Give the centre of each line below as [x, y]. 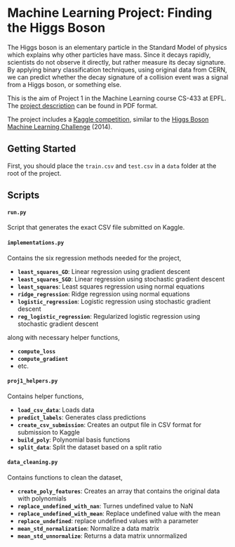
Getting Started [42, 149]
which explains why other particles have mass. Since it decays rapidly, [109, 55]
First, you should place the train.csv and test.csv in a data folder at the [112, 166]
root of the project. [34, 173]
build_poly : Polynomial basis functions [74, 440]
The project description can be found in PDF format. [82, 105]
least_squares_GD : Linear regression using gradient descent [104, 271]
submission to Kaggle [49, 432]
